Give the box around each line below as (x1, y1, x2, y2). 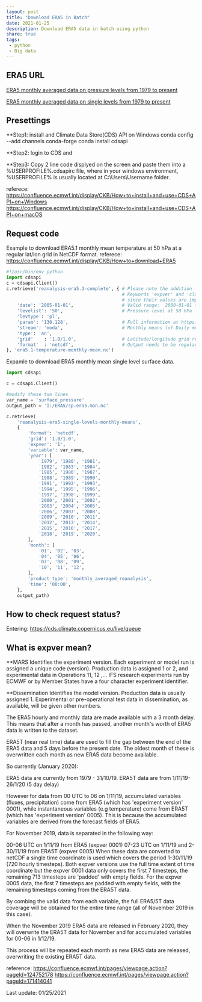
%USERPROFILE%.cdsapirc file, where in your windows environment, (6, 167, 179, 175)
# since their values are (121, 297, 187, 303)
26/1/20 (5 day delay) (6, 781, 60, 788)
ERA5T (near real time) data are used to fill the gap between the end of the (6, 738, 191, 746)
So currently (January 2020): (6, 762, 78, 770)
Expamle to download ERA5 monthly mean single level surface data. (6, 358, 175, 365)
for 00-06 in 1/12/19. (6, 935, 56, 942)
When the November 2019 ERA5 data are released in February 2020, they (6, 922, 188, 930)
